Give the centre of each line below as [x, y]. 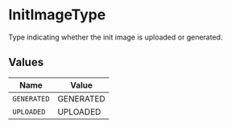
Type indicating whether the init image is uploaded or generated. [115, 37]
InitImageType [57, 15]
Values [26, 62]
